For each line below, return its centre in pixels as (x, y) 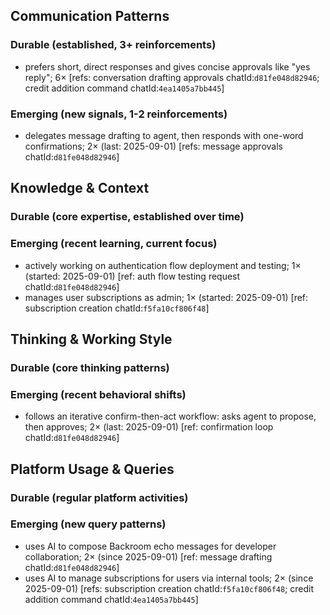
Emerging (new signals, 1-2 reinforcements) (119, 114)
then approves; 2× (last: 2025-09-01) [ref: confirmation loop (149, 427)
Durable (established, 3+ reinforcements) (113, 45)
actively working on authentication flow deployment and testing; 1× (163, 265)
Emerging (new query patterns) (88, 524)
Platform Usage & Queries (92, 469)
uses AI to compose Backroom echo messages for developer (150, 546)
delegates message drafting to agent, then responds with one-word (164, 135)
